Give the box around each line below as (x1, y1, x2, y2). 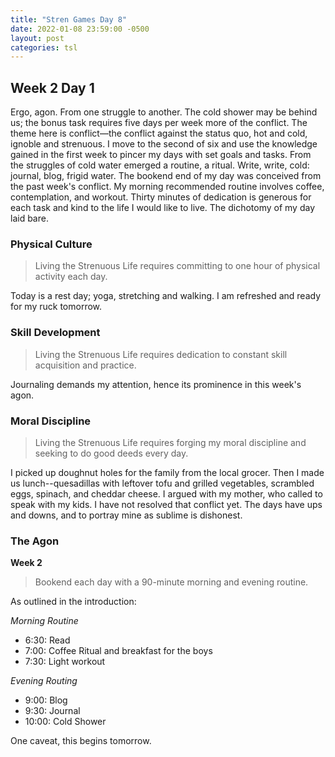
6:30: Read (24, 634, 71, 646)
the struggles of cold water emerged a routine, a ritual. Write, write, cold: (10, 159, 310, 171)
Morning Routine (10, 615, 79, 627)
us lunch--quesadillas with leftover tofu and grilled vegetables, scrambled (10, 477, 315, 489)
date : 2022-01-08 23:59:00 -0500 (10, 24, 150, 34)
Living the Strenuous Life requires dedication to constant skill (34, 348, 288, 360)
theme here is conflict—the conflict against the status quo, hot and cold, (10, 127, 308, 140)
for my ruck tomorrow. (10, 301, 103, 313)
